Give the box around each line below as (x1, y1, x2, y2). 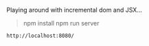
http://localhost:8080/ (6, 32, 75, 39)
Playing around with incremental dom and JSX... (6, 6, 142, 14)
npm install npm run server (23, 19, 100, 27)
